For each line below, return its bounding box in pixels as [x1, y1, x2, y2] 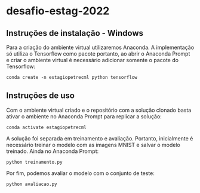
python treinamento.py [6, 159, 63, 165]
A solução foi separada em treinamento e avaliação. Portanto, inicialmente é [6, 134, 193, 142]
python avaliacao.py [6, 181, 58, 187]
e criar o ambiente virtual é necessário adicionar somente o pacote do [6, 57, 179, 63]
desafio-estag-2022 [6, 4, 110, 18]
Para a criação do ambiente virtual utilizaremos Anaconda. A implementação [6, 44, 195, 51]
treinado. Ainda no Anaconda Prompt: [6, 148, 99, 155]
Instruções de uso [6, 91, 75, 101]
